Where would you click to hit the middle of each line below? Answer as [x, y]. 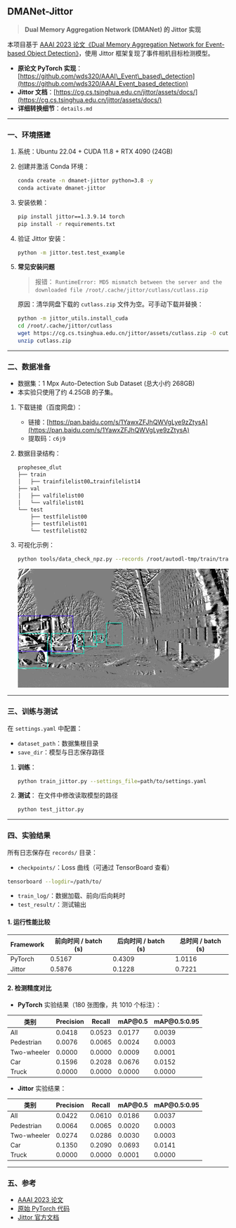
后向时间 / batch [141, 941]
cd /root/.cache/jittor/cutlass [65, 326]
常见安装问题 [36, 267]
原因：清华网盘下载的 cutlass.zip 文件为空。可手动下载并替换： [110, 304]
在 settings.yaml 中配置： [45, 728]
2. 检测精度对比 [29, 988]
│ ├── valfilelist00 [51, 496]
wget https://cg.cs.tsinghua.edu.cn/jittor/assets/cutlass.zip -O [117, 334]
